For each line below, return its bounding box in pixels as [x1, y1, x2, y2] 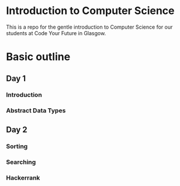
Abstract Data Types [6, 106, 66, 115]
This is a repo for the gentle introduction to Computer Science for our [6, 23, 173, 30]
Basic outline [6, 50, 71, 64]
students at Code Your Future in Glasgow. [6, 29, 106, 36]
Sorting [6, 142, 28, 150]
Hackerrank [6, 174, 40, 182]
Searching [6, 158, 36, 166]
